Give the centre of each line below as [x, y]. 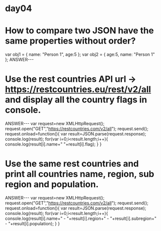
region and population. [52, 184]
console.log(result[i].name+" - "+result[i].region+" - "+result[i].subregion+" [81, 218]
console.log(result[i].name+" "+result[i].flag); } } [54, 144]
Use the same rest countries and [72, 164]
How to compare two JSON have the [80, 31]
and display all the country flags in [76, 100]
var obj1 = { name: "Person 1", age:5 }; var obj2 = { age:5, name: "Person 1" [80, 54]
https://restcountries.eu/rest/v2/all [78, 90]
